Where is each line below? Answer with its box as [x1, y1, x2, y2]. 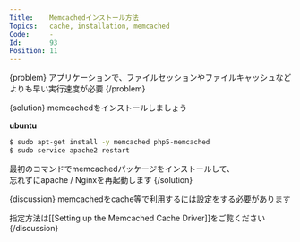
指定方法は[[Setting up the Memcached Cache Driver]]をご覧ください [9, 212, 266, 223]
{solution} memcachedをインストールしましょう [9, 102, 188, 113]
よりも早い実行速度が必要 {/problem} [9, 83, 146, 94]
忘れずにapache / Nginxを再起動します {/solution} [9, 174, 193, 185]
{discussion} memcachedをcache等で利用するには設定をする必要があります [9, 194, 291, 204]
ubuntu [9, 120, 38, 131]
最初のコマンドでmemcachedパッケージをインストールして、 [9, 163, 236, 174]
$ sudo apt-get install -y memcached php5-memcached [9, 138, 210, 147]
